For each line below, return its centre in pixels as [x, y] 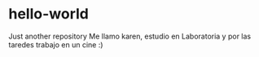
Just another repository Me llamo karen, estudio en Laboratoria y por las [129, 36]
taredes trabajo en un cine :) [56, 44]
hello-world [49, 14]
